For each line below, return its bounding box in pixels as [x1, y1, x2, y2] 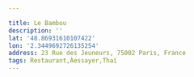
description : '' [8, 26, 63, 35]
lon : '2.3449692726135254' [8, 41, 99, 49]
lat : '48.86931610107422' [8, 34, 95, 42]
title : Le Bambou [8, 19, 67, 27]
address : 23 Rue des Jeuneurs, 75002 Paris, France [8, 49, 186, 58]
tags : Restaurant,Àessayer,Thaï [8, 57, 117, 65]
